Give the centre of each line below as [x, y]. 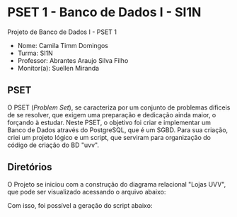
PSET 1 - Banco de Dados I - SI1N [104, 12]
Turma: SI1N [35, 53]
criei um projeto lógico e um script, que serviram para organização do [109, 137]
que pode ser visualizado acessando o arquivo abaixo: [87, 192]
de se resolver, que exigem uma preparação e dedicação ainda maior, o [112, 115]
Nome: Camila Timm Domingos [63, 45]
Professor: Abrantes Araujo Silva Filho [73, 60]
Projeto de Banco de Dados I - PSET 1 [62, 32]
